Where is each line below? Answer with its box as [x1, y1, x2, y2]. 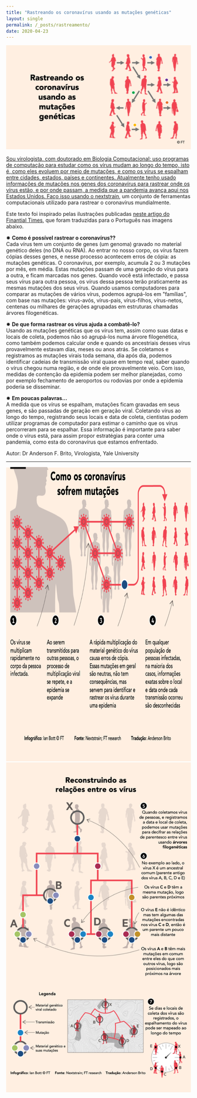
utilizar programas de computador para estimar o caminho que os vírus [6, 420, 178, 427]
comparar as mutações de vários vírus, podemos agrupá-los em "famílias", [6, 290, 188, 297]
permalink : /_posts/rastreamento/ [6, 22, 91, 28]
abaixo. [6, 222, 24, 229]
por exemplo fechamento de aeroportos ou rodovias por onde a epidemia [6, 377, 184, 384]
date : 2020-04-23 [6, 28, 49, 34]
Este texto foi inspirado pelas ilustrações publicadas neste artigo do [6, 210, 170, 217]
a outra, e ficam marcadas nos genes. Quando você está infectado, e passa [6, 271, 189, 279]
